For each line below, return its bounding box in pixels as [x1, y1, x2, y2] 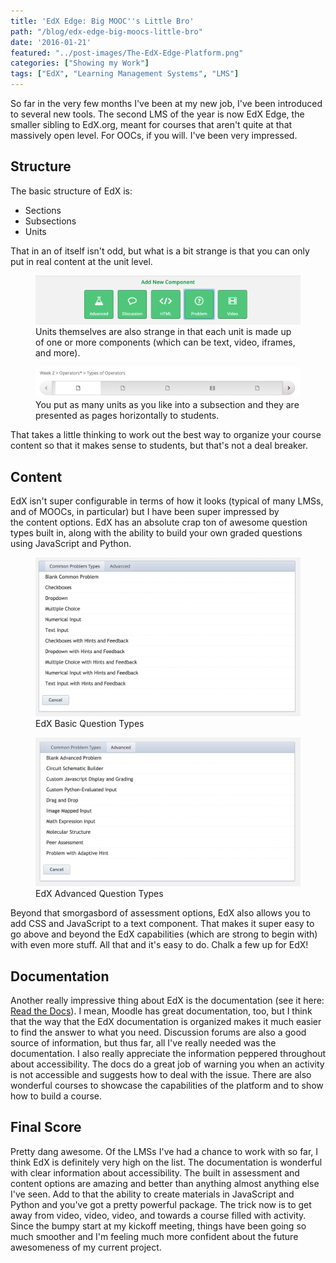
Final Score [10, 1119, 82, 1136]
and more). [35, 347, 81, 359]
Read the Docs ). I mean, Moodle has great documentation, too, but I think [10, 1005, 313, 1017]
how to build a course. [10, 1090, 103, 1102]
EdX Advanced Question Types [35, 888, 164, 900]
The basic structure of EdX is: [10, 185, 133, 197]
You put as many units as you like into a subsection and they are [35, 399, 300, 411]
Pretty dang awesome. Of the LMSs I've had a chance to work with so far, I [10, 1145, 319, 1157]
